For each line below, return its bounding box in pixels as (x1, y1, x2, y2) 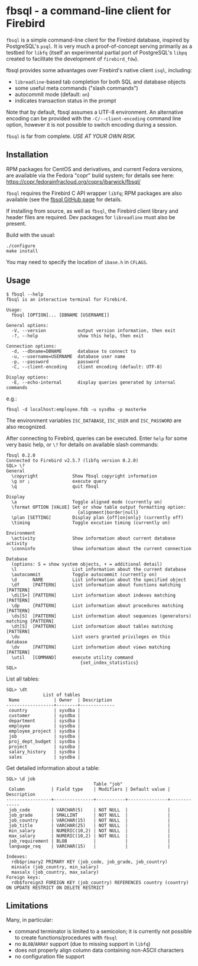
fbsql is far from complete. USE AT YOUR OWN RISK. (6, 132, 137, 140)
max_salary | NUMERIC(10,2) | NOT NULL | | (8, 833, 170, 839)
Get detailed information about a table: (6, 764, 100, 771)
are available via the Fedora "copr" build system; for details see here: (6, 172, 174, 179)
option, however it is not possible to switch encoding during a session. (6, 121, 177, 128)
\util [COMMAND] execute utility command (11, 654, 134, 660)
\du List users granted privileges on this (11, 634, 170, 640)
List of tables (43, 692, 81, 698)
